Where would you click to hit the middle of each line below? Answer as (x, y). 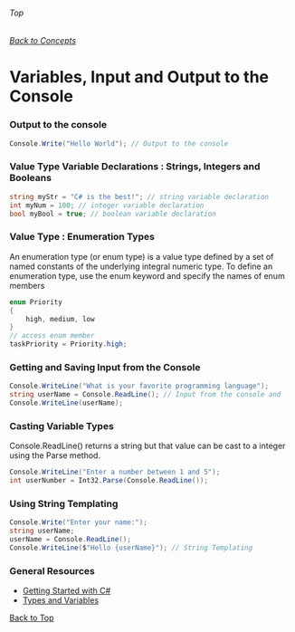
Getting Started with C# (67, 591)
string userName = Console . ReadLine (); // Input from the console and (145, 395)
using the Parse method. (55, 455)
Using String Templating (64, 503)
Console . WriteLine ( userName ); (67, 403)
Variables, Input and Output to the (139, 77)
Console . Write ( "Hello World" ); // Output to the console (119, 144)
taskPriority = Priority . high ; (68, 344)
